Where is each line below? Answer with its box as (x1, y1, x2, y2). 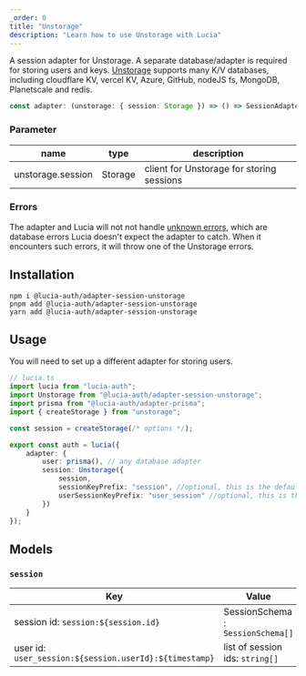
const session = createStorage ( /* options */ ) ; (9, 424, 194, 433)
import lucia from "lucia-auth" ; (9, 382, 137, 391)
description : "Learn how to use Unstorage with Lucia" (9, 30, 222, 39)
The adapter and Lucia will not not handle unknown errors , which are (9, 221, 268, 232)
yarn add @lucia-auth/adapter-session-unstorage (9, 307, 198, 317)
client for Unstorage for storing (144, 162, 277, 175)
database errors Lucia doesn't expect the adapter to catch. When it (9, 231, 261, 242)
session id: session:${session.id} (14, 616, 161, 629)
